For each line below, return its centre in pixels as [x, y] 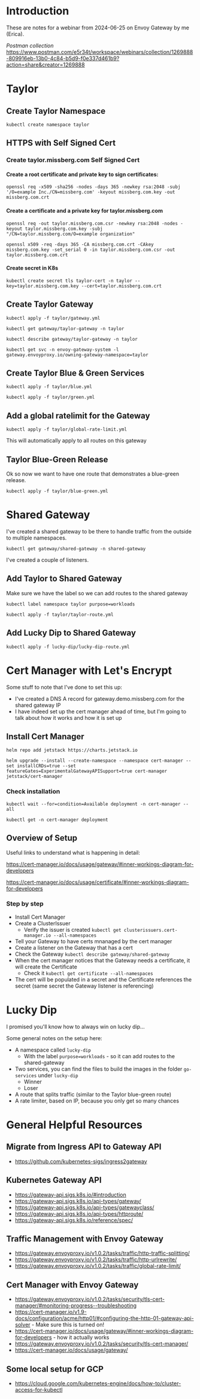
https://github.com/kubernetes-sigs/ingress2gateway [81, 1161]
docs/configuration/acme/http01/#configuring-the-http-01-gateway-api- [104, 1318]
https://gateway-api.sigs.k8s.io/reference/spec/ [74, 1220]
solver [23, 1325]
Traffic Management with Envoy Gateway [85, 1239]
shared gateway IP [38, 705]
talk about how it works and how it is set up [68, 717]
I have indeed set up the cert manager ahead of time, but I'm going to [101, 711]
